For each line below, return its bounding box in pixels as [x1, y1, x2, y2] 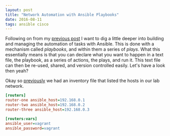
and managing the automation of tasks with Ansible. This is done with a [5, 41, 154, 47]
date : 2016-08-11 [5, 17, 42, 22]
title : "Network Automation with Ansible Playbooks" [5, 12, 119, 17]
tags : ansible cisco [5, 21, 49, 27]
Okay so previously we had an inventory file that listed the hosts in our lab [5, 78, 160, 84]
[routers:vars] [5, 116, 38, 121]
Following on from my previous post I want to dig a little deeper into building [5, 36, 164, 42]
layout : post [5, 7, 33, 13]
